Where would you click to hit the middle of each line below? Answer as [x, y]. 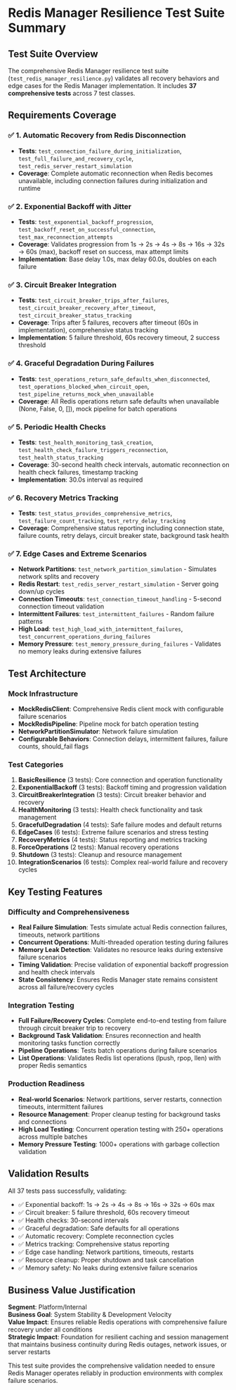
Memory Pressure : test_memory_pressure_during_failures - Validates [120, 644]
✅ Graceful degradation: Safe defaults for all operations [99, 1228]
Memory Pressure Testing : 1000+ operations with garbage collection [119, 1144]
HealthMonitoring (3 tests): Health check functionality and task [110, 810]
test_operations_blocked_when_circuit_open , [84, 386]
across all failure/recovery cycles [66, 987]
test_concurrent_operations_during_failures [84, 637]
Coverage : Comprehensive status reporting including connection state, [121, 528]
